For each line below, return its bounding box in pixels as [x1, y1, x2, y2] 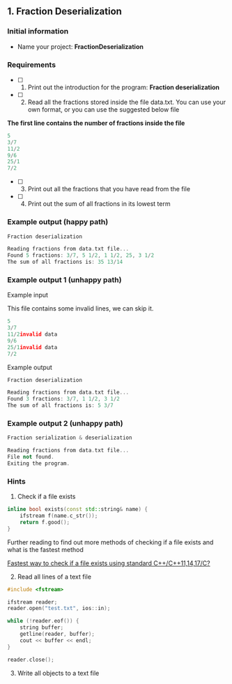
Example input [7, 291, 49, 299]
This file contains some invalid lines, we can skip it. [7, 304, 154, 313]
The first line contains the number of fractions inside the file [7, 119, 185, 127]
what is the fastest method [7, 545, 84, 553]
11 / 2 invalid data [7, 331, 58, 338]
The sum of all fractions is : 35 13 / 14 [7, 258, 123, 266]
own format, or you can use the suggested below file [27, 105, 180, 114]
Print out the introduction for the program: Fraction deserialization [27, 83, 220, 91]
